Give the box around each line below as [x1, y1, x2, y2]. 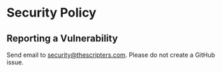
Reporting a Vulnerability [6, 33, 118, 44]
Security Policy [6, 5, 97, 21]
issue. [6, 58, 24, 66]
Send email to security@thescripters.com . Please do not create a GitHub [6, 51, 216, 59]
